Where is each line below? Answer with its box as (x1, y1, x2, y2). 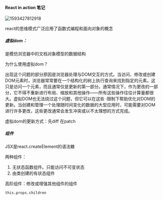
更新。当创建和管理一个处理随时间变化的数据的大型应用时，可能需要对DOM (5, 102, 156, 108)
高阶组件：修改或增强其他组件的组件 (5, 181, 78, 187)
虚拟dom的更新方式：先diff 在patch (5, 118, 76, 124)
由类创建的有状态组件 (12, 170, 55, 176)
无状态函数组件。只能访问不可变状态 (12, 164, 85, 170)
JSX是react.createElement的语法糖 (5, 144, 75, 149)
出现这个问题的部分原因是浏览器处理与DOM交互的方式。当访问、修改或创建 (5, 72, 156, 77)
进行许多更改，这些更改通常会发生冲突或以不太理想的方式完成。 (5, 108, 132, 114)
